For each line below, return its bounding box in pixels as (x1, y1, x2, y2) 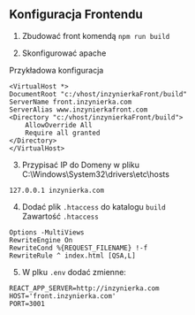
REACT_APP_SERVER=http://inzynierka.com (9, 283, 161, 293)
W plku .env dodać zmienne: (21, 266, 126, 277)
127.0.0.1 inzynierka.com (9, 186, 104, 195)
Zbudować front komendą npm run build (21, 30, 170, 41)
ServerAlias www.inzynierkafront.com (9, 105, 148, 114)
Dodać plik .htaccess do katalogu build (21, 201, 166, 211)
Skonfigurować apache (21, 48, 107, 58)
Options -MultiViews (9, 227, 86, 237)
